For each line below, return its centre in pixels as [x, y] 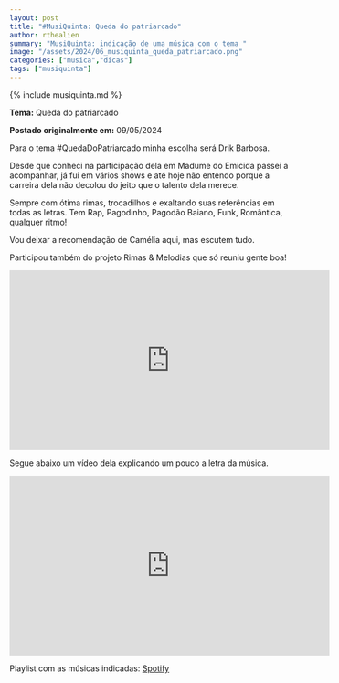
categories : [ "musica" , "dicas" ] [71, 60]
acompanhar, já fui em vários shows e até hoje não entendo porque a [140, 175]
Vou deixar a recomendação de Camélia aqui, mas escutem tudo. [132, 239]
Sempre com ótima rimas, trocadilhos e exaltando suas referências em [142, 203]
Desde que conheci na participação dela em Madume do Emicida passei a [149, 165]
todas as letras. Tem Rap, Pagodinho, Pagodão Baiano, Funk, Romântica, [146, 212]
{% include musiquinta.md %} [66, 95]
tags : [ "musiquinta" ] [51, 69]
